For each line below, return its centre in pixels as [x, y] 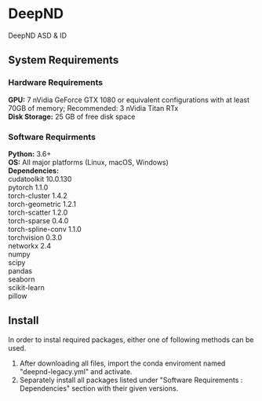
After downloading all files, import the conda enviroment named [122, 363]
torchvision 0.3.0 [35, 237]
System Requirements [64, 60]
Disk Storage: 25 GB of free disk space [72, 116]
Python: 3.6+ [30, 153]
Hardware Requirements [56, 83]
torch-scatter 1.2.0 [38, 212]
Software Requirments [52, 137]
